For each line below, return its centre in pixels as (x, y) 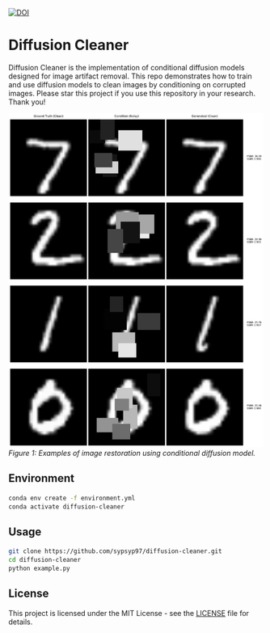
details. (21, 622)
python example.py (39, 569)
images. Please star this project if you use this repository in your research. (132, 93)
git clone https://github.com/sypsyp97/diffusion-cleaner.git (115, 551)
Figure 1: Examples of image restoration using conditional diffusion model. (132, 453)
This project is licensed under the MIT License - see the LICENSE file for (129, 613)
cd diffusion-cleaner (45, 560)
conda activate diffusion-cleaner (67, 506)
